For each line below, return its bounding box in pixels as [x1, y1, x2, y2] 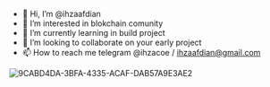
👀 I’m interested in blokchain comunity [21, 18, 164, 29]
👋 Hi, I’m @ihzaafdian [21, 9, 101, 19]
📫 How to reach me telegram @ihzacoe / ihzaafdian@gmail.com [21, 48, 261, 57]
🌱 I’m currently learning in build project [21, 28, 165, 38]
